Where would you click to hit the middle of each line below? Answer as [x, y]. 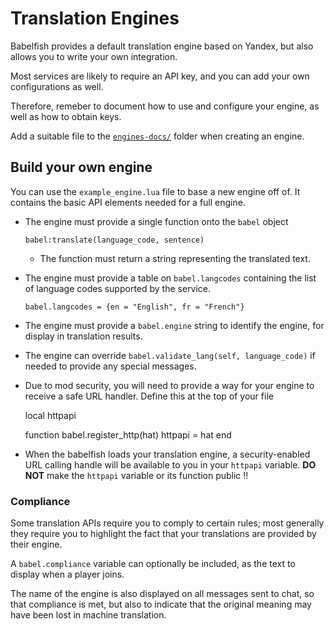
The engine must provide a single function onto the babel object [156, 221]
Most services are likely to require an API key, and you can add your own [160, 76]
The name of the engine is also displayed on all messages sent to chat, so [162, 594]
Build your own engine [81, 167]
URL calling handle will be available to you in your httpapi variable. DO [170, 464]
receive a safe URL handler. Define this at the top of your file [149, 396]
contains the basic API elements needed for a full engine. [128, 202]
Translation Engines [95, 18]
